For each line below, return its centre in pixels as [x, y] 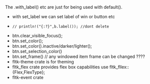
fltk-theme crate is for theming [43, 62]
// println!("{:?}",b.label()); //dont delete [61, 27]
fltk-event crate [28, 77]
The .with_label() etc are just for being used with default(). [64, 7]
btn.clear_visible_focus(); [37, 36]
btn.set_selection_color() [37, 51]
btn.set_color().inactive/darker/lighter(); [52, 46]
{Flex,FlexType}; [29, 72]
